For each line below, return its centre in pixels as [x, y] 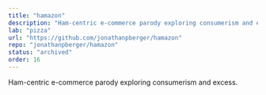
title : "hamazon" [37, 15]
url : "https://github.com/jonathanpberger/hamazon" [95, 38]
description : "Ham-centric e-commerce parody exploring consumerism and [131, 23]
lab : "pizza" [30, 30]
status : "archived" [40, 52]
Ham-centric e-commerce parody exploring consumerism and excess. [123, 82]
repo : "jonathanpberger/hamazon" [63, 45]
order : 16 [25, 60]
